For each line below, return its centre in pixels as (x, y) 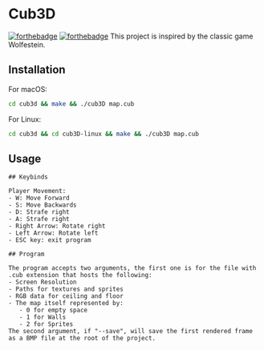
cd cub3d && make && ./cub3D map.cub (71, 104)
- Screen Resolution (43, 282)
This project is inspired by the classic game (182, 36)
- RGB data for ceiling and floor (66, 296)
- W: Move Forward (39, 198)
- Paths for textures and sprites (66, 289)
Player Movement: (37, 191)
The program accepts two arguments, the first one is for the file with (132, 268)
